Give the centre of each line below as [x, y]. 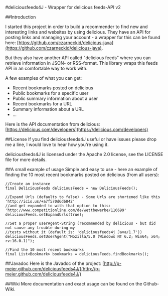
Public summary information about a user [55, 98]
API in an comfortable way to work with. [46, 68]
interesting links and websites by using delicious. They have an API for [78, 32]
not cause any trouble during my [40, 228]
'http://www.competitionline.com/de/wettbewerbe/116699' [66, 210]
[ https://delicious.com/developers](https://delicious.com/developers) [77, 129]
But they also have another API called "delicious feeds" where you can [78, 58]
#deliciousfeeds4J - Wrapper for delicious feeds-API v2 [63, 7]
